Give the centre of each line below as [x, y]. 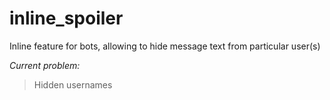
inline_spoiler [66, 18]
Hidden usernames [73, 84]
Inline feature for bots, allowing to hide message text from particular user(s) [165, 46]
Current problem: [45, 65]
